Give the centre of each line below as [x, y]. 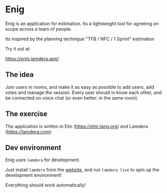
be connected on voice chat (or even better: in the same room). [72, 98]
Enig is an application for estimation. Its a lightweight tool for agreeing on [82, 23]
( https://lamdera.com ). [29, 132]
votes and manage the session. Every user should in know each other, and [83, 92]
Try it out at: [18, 49]
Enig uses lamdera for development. [43, 160]
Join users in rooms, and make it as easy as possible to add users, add [80, 87]
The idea [20, 75]
